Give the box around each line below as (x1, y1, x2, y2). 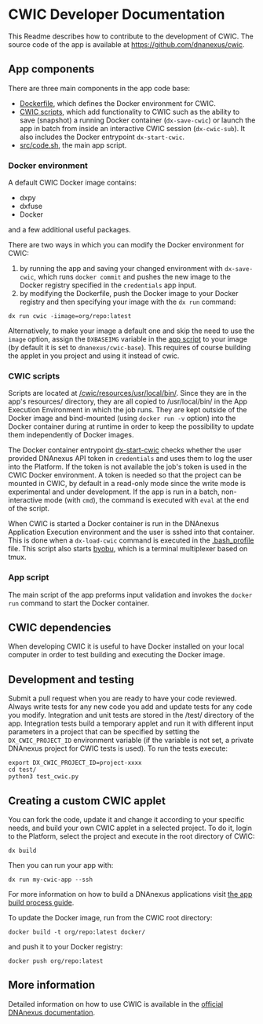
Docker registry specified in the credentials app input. (19, 280, 197, 290)
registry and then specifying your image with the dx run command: (19, 297, 236, 307)
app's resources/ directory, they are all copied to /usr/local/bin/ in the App (8, 397, 248, 406)
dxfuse (19, 202, 43, 211)
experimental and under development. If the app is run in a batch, (8, 487, 220, 496)
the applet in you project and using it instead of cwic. (8, 351, 180, 360)
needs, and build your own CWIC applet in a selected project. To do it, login (8, 823, 253, 833)
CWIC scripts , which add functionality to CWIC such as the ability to (19, 107, 240, 116)
